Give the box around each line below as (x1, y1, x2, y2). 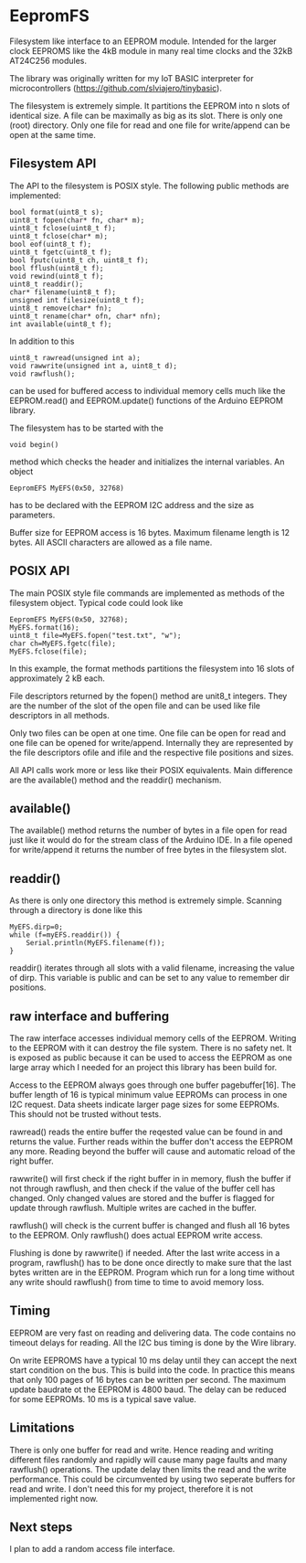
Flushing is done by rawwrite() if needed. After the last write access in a (9, 1248, 280, 1258)
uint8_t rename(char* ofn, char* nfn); (9, 312, 162, 321)
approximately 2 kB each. (9, 673, 105, 684)
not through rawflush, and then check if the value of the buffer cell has (9, 1183, 276, 1194)
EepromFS (9, 5, 90, 27)
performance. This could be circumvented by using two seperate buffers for (9, 1473, 296, 1484)
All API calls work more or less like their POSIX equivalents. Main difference (9, 764, 293, 775)
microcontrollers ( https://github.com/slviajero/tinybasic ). (9, 82, 222, 93)
